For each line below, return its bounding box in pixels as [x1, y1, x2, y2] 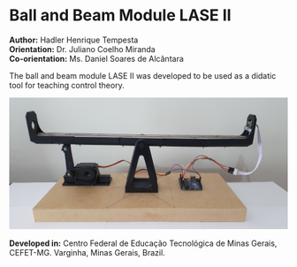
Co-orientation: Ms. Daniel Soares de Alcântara [9, 53, 184, 64]
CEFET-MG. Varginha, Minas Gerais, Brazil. [9, 248, 165, 258]
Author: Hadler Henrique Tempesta [9, 34, 139, 45]
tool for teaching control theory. [9, 80, 126, 90]
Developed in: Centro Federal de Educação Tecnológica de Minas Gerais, [9, 238, 278, 248]
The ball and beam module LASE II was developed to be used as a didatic [9, 70, 277, 80]
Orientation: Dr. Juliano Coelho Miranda [9, 43, 156, 54]
